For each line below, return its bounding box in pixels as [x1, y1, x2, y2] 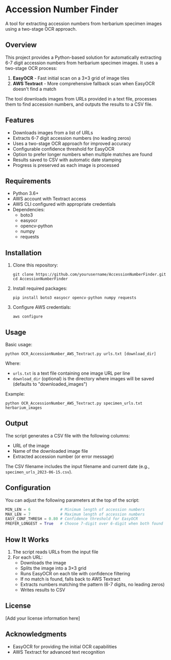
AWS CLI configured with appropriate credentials [12, 201, 116, 207]
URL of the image [12, 443, 50, 449]
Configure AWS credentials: [12, 304, 71, 310]
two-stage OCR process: [5, 65, 58, 71]
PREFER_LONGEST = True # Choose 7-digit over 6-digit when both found [5, 521, 163, 526]
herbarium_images [5, 405, 42, 410]
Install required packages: [12, 285, 67, 291]
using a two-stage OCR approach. [5, 26, 77, 32]
